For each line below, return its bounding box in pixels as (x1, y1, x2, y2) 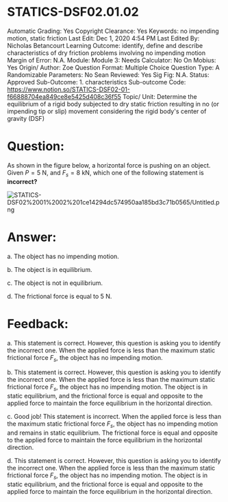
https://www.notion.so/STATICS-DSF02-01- (7, 85, 130, 93)
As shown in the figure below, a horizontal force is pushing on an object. (7, 161, 211, 169)
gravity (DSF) (7, 114, 45, 122)
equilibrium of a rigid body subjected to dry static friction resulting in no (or (7, 100, 219, 108)
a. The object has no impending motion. (7, 252, 120, 260)
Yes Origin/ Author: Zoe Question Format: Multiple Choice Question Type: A (7, 63, 220, 71)
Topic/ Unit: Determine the (123, 92, 197, 100)
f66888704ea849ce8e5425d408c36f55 (7, 92, 122, 100)
